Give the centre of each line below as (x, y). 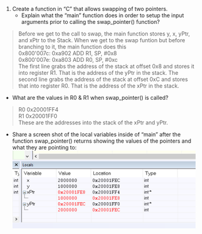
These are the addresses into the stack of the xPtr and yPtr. (93, 123)
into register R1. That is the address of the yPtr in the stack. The (98, 73)
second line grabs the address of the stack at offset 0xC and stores (103, 79)
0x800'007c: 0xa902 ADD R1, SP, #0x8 (67, 53)
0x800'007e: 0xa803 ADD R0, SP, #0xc (68, 60)
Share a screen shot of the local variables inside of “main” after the (96, 134)
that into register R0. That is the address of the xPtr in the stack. (99, 86)
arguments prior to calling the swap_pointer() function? (90, 22)
